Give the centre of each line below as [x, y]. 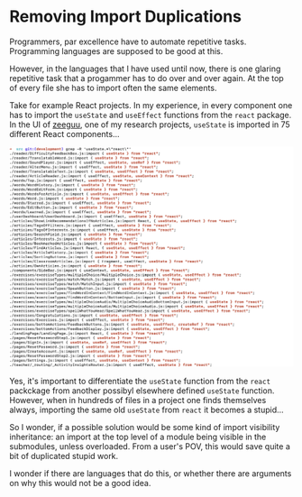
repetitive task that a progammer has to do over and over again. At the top [146, 78]
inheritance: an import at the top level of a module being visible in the [138, 437]
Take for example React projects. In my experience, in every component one [151, 105]
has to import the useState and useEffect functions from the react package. [151, 115]
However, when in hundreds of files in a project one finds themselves [138, 400]
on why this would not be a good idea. [80, 483]
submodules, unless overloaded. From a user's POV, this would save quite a [150, 446]
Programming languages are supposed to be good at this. [116, 51]
